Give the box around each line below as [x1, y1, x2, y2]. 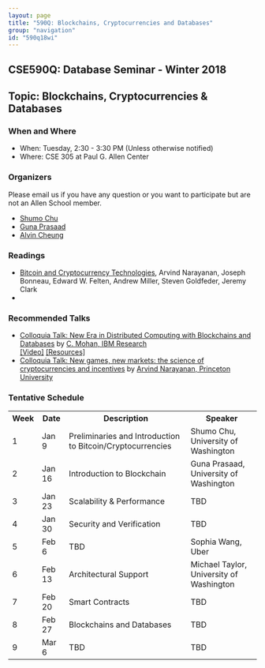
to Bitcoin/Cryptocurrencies [69, 440, 172, 451]
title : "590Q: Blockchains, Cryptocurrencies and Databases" [8, 19, 214, 27]
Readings [8, 250, 46, 261]
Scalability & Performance [69, 495, 166, 506]
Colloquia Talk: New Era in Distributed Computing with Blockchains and [19, 331, 252, 340]
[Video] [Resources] [19, 347, 85, 357]
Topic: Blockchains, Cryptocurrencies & [8, 90, 208, 103]
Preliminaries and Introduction [69, 430, 181, 441]
